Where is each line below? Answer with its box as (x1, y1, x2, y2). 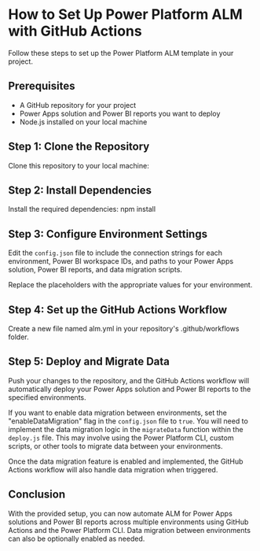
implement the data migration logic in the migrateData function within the (8, 424, 244, 434)
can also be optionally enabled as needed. (8, 534, 145, 543)
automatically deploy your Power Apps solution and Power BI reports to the (8, 384, 251, 394)
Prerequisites (8, 80, 75, 93)
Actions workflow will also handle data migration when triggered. (8, 464, 218, 474)
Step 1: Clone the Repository (8, 140, 150, 153)
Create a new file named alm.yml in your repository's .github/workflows (8, 324, 240, 333)
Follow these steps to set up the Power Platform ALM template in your (8, 48, 234, 57)
